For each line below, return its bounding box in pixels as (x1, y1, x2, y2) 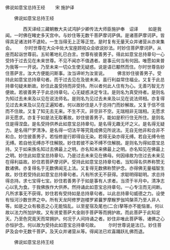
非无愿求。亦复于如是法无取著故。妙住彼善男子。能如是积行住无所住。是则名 (5, 114, 165, 120)
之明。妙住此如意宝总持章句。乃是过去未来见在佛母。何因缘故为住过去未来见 (5, 152, 165, 158)
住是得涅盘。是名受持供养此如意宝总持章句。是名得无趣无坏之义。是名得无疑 (5, 121, 165, 127)
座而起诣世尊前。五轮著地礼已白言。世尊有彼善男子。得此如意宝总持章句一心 (5, 51, 165, 57)
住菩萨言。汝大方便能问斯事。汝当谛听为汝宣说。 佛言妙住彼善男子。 (5, 70, 157, 76)
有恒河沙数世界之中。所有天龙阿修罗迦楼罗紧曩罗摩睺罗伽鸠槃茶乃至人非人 (5, 197, 160, 202)
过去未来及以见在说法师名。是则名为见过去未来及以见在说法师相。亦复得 (14, 96, 165, 101)
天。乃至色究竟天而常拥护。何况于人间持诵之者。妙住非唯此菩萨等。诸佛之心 (5, 216, 165, 222)
